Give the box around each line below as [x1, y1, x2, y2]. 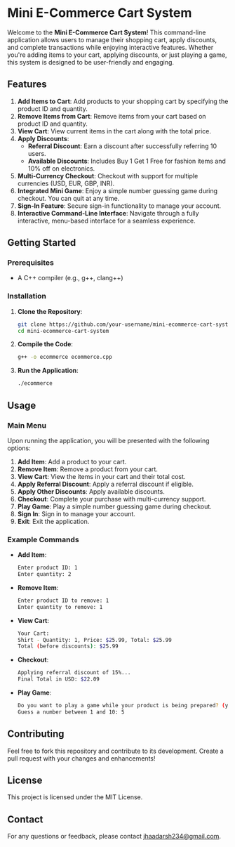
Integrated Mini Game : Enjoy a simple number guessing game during [17, 186, 218, 195]
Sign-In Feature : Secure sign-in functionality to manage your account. [17, 202, 222, 210]
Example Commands [7, 534, 79, 544]
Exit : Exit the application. [17, 517, 90, 525]
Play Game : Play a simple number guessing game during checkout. [17, 502, 212, 511]
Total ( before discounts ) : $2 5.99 [17, 643, 119, 650]
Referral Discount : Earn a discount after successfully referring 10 [27, 142, 217, 150]
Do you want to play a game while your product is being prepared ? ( [17, 702, 226, 709]
